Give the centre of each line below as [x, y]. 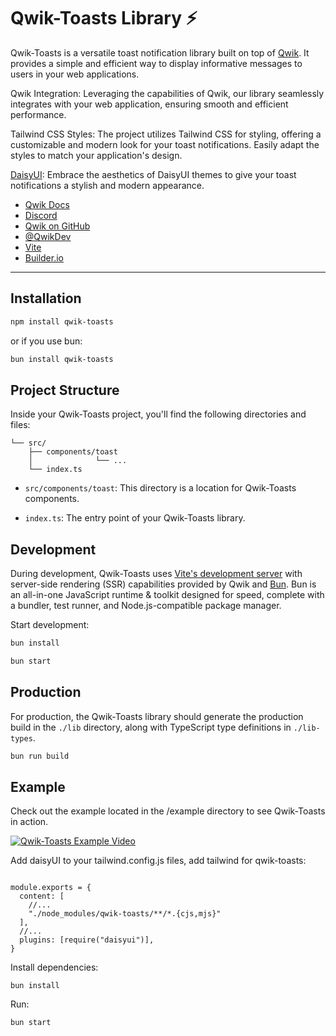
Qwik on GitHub [57, 226]
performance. [38, 114]
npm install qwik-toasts [62, 321]
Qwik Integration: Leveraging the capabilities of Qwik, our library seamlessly [167, 93]
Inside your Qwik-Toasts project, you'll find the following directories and [158, 414]
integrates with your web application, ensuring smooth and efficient [149, 104]
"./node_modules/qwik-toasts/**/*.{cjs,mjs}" [125, 914]
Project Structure [65, 390]
